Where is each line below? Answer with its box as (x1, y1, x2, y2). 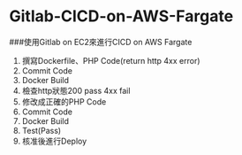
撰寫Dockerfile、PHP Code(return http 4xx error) (21, 55, 200, 66)
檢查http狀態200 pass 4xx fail (21, 85, 131, 96)
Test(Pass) (21, 125, 62, 136)
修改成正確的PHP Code (21, 96, 107, 107)
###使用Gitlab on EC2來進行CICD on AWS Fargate (9, 36, 193, 47)
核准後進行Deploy (21, 136, 87, 146)
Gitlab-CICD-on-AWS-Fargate (9, 6, 234, 27)
